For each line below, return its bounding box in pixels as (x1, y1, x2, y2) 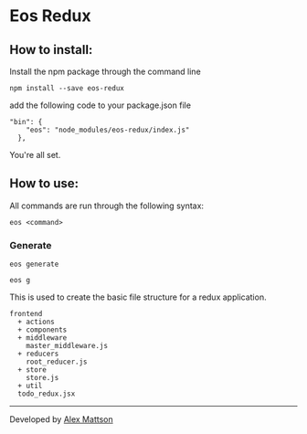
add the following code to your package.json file (9, 100, 192, 111)
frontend (9, 310, 43, 319)
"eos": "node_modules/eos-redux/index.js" (26, 125, 190, 134)
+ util (17, 381, 43, 391)
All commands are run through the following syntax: (9, 200, 204, 211)
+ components (17, 325, 68, 334)
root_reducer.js (26, 357, 89, 366)
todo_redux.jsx (17, 389, 76, 398)
